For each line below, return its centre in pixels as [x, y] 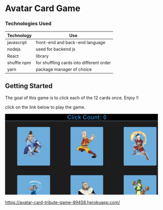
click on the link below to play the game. [45, 107]
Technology [19, 35]
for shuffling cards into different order [73, 62]
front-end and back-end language [71, 43]
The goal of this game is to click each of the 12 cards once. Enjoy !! [72, 98]
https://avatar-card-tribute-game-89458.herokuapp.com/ [63, 202]
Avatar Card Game [43, 8]
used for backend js [56, 49]
